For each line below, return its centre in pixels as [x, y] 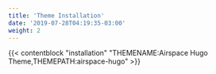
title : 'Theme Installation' [56, 16]
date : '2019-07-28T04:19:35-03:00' [67, 23]
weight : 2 [25, 30]
